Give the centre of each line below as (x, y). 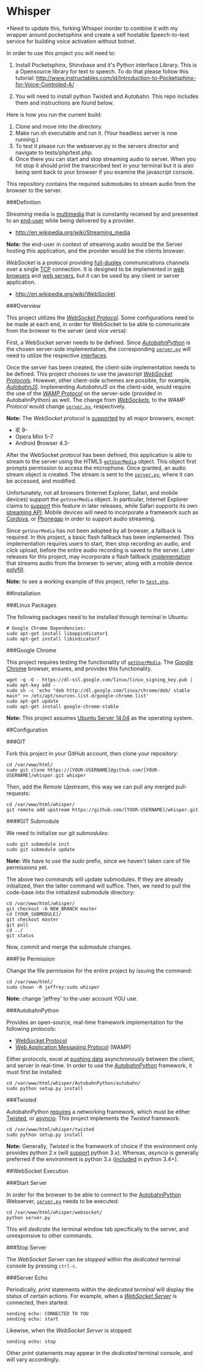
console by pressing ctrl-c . (42, 1266)
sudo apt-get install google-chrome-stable (63, 707)
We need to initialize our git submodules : (58, 833)
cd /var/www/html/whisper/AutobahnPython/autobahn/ (73, 1083)
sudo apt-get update (33, 701)
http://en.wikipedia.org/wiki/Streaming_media (73, 232)
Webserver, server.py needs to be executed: (63, 1201)
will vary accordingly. (33, 1359)
